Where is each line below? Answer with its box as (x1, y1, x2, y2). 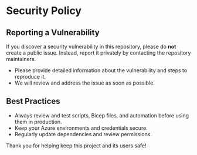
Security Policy (6, 4, 82, 18)
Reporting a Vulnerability (6, 28, 100, 38)
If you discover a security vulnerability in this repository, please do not (6, 43, 176, 50)
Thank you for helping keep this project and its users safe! (6, 142, 147, 149)
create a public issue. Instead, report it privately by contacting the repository (6, 49, 191, 56)
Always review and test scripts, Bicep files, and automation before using (14, 112, 189, 119)
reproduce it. (14, 73, 46, 80)
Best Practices (6, 96, 60, 106)
